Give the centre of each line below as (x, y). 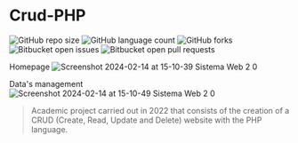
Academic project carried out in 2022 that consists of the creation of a (160, 110)
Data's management (46, 83)
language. (49, 129)
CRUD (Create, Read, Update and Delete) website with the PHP (146, 120)
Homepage (30, 67)
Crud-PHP (48, 16)
